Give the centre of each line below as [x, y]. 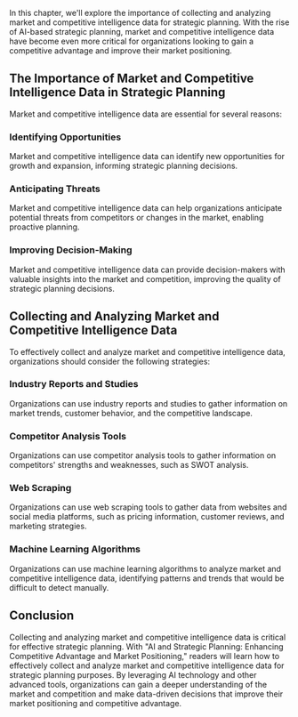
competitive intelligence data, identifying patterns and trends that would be [147, 578]
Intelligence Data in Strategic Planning [117, 93]
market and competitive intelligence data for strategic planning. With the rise [149, 22]
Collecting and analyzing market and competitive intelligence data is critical [148, 637]
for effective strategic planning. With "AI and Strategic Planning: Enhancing [146, 646]
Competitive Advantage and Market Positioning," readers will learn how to [145, 656]
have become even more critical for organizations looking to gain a [132, 41]
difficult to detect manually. [59, 587]
